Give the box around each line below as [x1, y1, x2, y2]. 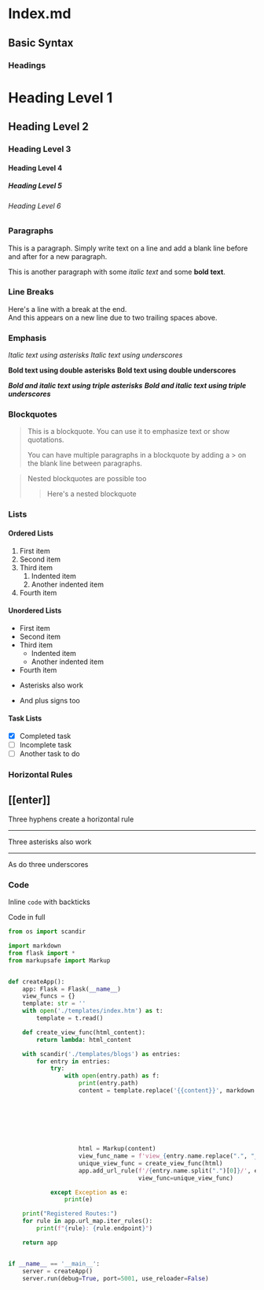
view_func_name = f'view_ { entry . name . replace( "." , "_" [78, 1152, 262, 1160]
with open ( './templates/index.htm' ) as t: [22, 1007, 163, 1015]
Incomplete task [19, 740, 72, 750]
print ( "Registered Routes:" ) [22, 1210, 118, 1218]
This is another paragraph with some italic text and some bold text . [8, 267, 226, 276]
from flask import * [8, 949, 76, 957]
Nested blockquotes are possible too [27, 474, 147, 484]
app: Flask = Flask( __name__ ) [22, 985, 122, 993]
